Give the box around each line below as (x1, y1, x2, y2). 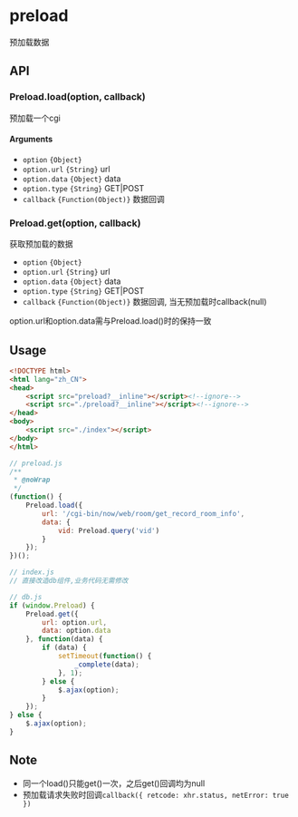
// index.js (9, 568, 54, 577)
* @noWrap (13, 475, 51, 485)
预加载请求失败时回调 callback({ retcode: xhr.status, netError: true (22, 789, 290, 800)
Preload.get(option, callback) (9, 217, 141, 229)
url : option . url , (42, 618, 107, 627)
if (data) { (42, 643, 88, 653)
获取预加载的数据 (9, 238, 73, 249)
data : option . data (42, 627, 111, 636)
